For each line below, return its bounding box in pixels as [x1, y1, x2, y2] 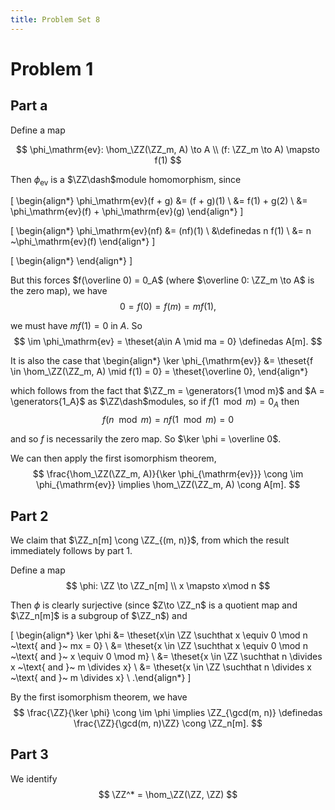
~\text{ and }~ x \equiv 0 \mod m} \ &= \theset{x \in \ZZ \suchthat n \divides [10, 651, 323, 663]
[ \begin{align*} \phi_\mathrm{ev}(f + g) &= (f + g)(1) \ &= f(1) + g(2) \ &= [10, 195, 308, 207]
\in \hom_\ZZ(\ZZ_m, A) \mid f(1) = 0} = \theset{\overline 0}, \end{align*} [10, 366, 309, 378]
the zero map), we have [10, 285, 108, 297]
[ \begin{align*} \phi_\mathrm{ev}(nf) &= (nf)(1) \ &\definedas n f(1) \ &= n [10, 225, 312, 237]
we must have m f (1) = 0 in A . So [10, 320, 143, 332]
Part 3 [10, 746, 49, 763]
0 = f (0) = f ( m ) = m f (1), [119, 301, 217, 313]
